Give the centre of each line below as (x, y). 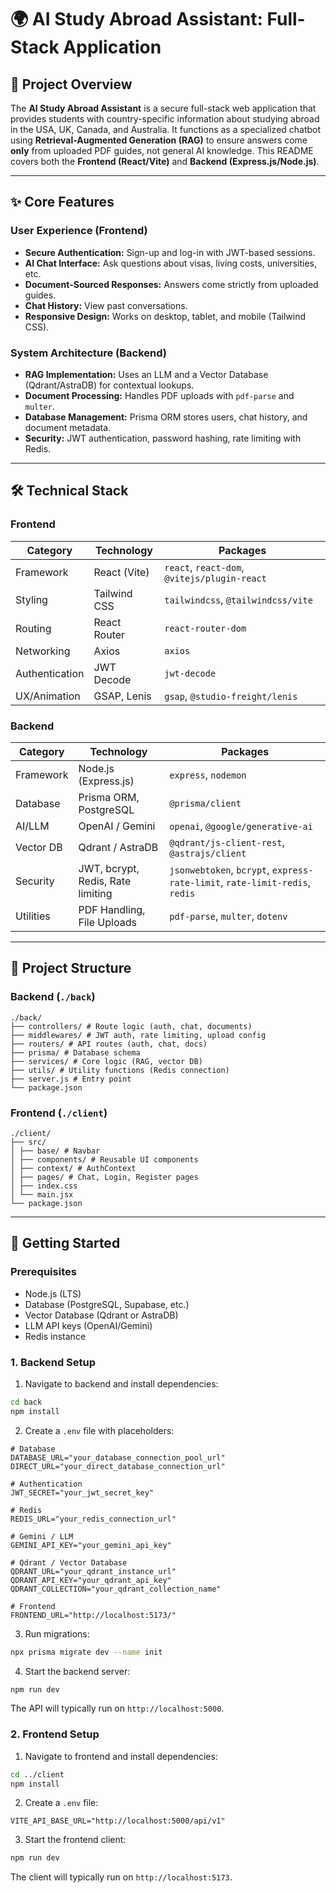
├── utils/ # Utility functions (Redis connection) (120, 1070)
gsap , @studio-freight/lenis (231, 696)
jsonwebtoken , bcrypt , (219, 869)
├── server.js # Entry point (71, 1079)
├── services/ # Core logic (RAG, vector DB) (106, 1061)
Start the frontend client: (75, 1840)
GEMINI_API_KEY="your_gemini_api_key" (91, 1545)
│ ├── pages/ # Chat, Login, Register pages (104, 1177)
